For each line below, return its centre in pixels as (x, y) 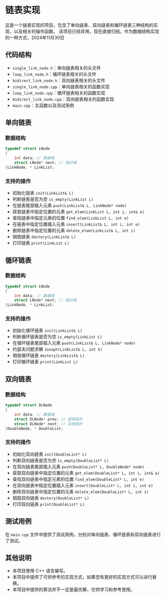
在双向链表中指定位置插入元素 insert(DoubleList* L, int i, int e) (83, 485)
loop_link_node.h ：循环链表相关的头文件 (54, 74)
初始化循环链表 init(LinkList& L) (47, 330)
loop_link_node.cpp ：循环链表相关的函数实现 (59, 92)
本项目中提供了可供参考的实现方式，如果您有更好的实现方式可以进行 (82, 577)
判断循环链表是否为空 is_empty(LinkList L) (57, 337)
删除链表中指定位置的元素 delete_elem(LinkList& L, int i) (74, 230)
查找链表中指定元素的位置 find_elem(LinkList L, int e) (71, 218)
